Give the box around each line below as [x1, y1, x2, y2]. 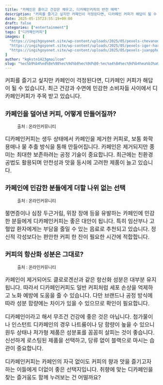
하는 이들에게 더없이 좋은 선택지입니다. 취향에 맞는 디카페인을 [5, 366, 153, 373]
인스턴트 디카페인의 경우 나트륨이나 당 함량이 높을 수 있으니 [11, 321, 155, 328]
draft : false [5, 20, 32, 26]
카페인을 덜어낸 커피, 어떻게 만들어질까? [5, 110, 116, 118]
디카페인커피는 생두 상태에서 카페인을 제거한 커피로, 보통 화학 [5, 135, 153, 142]
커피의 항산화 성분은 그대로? [5, 251, 84, 259]
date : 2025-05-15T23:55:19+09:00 [5, 16, 73, 21]
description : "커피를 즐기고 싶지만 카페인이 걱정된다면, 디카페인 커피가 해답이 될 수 [5, 12, 157, 17]
